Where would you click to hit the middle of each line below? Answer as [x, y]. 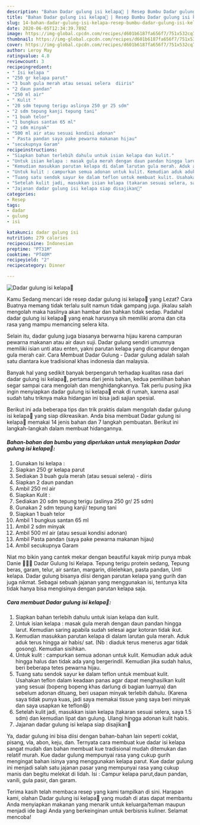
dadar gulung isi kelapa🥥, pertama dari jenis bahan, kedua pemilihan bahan [99, 379]
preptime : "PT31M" [29, 249]
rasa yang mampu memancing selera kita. [58, 324]
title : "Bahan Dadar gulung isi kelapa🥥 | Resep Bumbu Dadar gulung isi [99, 17]
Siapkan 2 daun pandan [44, 482]
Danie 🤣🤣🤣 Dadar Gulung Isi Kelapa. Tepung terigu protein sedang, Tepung [98, 563]
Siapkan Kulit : [33, 495]
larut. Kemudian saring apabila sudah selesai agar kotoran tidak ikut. [99, 629]
